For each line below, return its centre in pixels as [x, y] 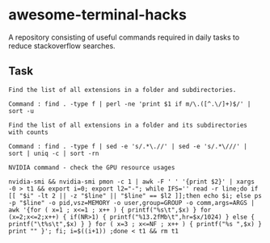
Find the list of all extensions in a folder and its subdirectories [128, 125]
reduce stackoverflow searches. [62, 45]
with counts [28, 132]
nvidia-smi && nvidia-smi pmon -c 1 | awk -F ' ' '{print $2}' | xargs [131, 182]
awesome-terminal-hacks [98, 15]
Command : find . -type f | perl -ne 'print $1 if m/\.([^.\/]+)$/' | [130, 104]
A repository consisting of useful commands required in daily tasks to [124, 37]
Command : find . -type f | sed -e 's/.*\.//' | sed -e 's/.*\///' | [128, 146]
